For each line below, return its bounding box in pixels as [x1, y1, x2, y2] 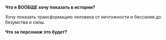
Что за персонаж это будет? [5, 29, 67, 34]
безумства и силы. [5, 19, 45, 25]
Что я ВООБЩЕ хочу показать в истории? [5, 4, 95, 10]
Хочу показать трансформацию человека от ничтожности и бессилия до [5, 14, 161, 19]
